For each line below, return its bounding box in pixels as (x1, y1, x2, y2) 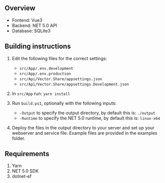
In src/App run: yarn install (11, 91, 70, 96)
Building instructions (4, 42, 71, 51)
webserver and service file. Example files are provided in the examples (11, 130, 158, 136)
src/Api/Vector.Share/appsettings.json (19, 77, 103, 82)
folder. (11, 135, 25, 141)
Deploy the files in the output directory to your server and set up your (11, 124, 155, 131)
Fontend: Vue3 (11, 17, 43, 23)
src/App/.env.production (19, 71, 71, 76)
